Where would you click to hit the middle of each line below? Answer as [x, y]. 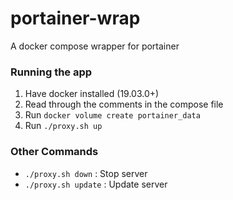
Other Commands [54, 152]
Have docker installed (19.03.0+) [92, 94]
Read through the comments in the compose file [124, 104]
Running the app [51, 72]
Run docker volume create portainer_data [112, 115]
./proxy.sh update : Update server [96, 184]
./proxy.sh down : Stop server [86, 173]
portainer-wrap [75, 18]
